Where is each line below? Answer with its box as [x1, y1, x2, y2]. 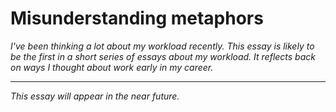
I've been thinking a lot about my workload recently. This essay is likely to [10, 40, 315, 52]
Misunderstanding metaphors [10, 7, 264, 30]
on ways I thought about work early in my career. [10, 61, 214, 73]
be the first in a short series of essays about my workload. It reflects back [10, 50, 316, 62]
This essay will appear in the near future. [10, 90, 180, 102]
